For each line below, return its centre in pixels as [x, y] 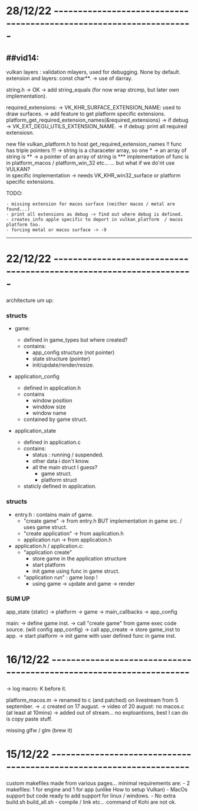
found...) [18, 209]
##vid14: [23, 58]
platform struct [59, 480]
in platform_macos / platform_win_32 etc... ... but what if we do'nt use [90, 163]
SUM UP [18, 599]
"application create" [48, 552]
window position [52, 401]
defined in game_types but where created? [75, 340]
